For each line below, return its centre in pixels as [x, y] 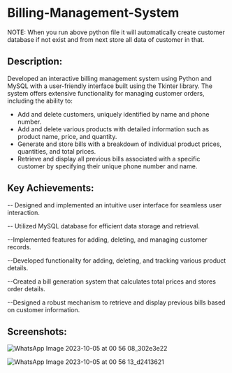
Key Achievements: [51, 188]
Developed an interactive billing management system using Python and [109, 78]
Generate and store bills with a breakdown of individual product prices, [119, 144]
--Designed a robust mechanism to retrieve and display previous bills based [116, 302]
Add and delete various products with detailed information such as [113, 129]
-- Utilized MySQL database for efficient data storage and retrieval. [104, 226]
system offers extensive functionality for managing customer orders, [106, 93]
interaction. [24, 212]
